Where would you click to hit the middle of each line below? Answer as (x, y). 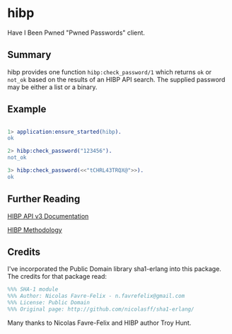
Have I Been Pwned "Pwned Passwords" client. (76, 33)
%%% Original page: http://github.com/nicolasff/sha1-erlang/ (101, 309)
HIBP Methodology (35, 230)
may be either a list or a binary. (52, 87)
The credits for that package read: (57, 277)
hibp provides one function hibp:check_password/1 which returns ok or (110, 71)
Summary (29, 55)
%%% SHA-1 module (33, 289)
